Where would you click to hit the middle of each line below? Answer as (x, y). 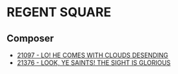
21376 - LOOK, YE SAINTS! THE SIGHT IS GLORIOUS (94, 63)
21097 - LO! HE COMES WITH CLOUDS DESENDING (93, 55)
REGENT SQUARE (59, 12)
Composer (30, 38)
